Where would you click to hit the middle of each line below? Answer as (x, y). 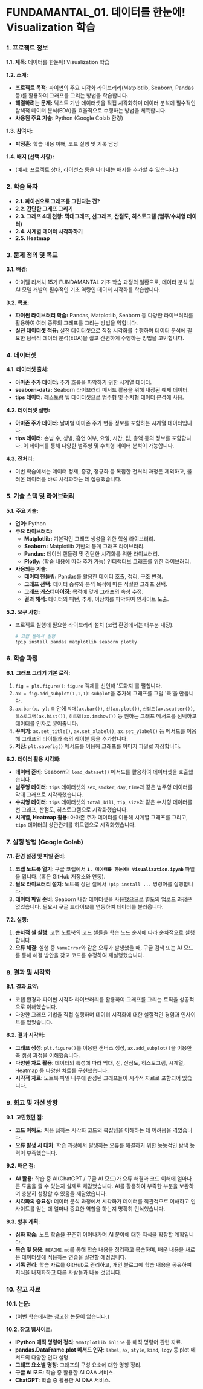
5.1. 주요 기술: (22, 510)
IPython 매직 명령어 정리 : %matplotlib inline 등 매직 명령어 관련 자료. (99, 1342)
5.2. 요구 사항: (23, 612)
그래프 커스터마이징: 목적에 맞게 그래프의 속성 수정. (84, 591)
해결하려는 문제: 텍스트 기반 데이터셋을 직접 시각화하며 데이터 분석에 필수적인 (105, 103)
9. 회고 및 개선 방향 (32, 1103)
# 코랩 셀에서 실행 (35, 636)
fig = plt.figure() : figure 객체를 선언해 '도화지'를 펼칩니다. (89, 685)
